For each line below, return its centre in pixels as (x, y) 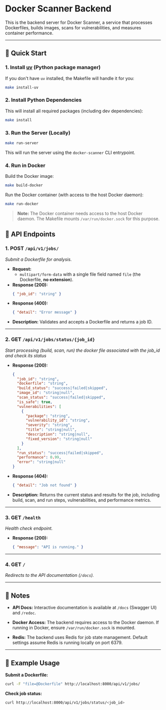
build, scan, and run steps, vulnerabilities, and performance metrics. (82, 500)
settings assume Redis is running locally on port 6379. (67, 643)
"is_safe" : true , (35, 402)
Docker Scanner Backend (58, 9)
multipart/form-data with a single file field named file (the (80, 274)
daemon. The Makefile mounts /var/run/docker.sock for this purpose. (88, 219)
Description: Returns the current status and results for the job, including (86, 494)
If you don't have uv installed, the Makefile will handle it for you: (70, 78)
